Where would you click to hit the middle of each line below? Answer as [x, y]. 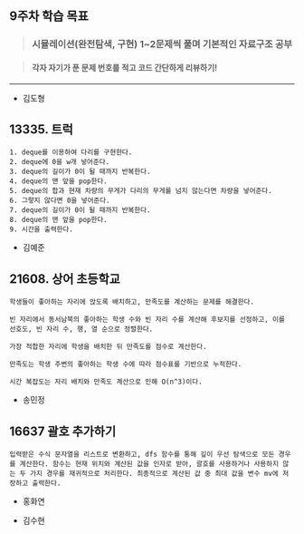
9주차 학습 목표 [49, 16]
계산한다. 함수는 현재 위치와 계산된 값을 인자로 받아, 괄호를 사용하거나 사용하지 [149, 464]
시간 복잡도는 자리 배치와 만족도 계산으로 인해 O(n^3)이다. [106, 382]
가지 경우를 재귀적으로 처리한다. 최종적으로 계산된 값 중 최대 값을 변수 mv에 [154, 473]
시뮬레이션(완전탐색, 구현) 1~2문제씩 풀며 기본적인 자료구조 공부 [161, 44]
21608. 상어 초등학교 [65, 279]
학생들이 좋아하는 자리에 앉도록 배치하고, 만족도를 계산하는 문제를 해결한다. [132, 302]
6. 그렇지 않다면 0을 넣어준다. [60, 201]
